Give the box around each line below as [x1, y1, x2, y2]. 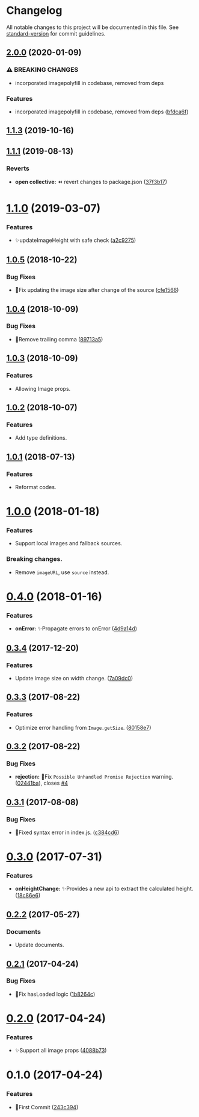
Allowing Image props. [14, 385, 71, 392]
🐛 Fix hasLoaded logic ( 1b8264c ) [14, 990, 96, 998]
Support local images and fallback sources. [14, 540, 123, 547]
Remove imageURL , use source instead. [14, 568, 109, 576]
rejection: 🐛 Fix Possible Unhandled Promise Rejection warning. [14, 773, 174, 780]
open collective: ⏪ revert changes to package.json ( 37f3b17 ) [14, 179, 167, 185]
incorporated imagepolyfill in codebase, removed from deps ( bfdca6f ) [14, 108, 189, 115]
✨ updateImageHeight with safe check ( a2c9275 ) [14, 236, 136, 244]
